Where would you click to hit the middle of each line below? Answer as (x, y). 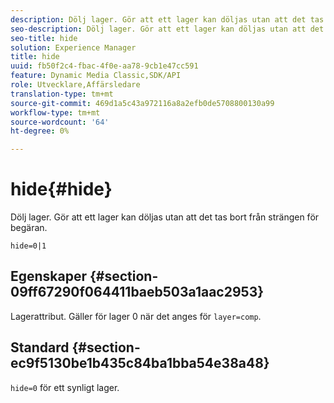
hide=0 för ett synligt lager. (65, 387)
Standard (40, 347)
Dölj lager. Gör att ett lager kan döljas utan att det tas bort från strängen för (165, 217)
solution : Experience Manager (73, 47)
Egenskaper (49, 276)
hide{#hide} (61, 189)
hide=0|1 (28, 246)
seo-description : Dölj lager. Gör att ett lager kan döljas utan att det (167, 29)
